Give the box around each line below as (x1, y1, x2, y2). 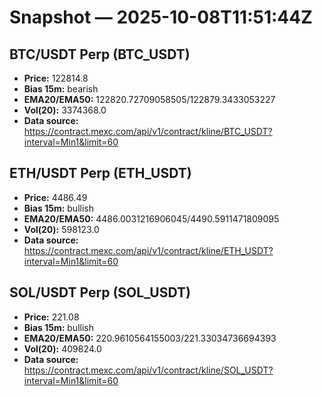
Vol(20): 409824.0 (23, 342, 102, 355)
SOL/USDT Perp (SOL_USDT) (9, 284, 191, 301)
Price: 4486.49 (23, 191, 88, 203)
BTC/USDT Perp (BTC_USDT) (9, 46, 191, 63)
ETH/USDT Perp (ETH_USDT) (9, 165, 192, 182)
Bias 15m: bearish (23, 83, 99, 95)
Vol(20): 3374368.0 (23, 104, 107, 116)
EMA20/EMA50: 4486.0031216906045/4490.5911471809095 (23, 212, 280, 225)
